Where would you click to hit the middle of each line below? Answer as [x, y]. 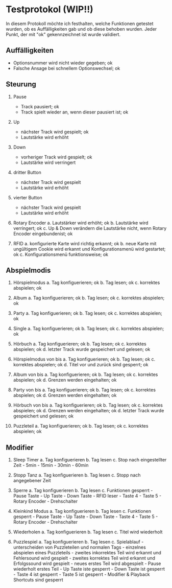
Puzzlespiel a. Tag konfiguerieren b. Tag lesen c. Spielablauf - [78, 542]
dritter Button [27, 172]
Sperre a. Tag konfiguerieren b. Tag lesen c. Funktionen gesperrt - [83, 490]
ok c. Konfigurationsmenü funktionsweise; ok [61, 254]
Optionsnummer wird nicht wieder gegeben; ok [63, 63]
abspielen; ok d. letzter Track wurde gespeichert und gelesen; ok [82, 349]
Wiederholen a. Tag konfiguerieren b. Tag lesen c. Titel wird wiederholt [88, 532]
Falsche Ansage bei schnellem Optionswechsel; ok [67, 68]
